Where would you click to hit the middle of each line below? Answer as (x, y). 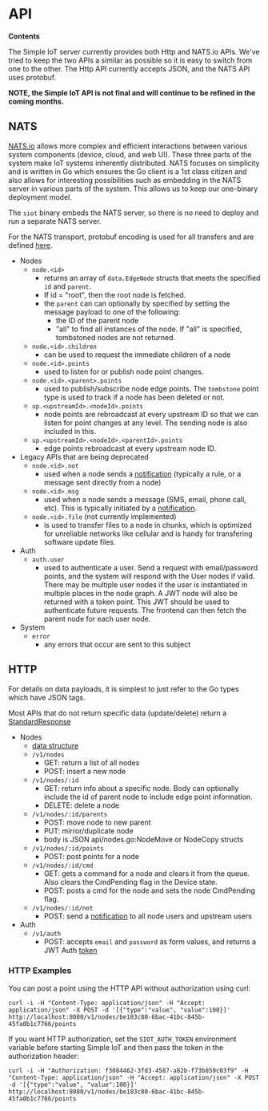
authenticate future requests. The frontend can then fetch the (145, 610)
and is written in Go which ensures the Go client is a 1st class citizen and (128, 171)
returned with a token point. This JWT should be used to (136, 602)
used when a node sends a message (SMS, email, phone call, (145, 499)
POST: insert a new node (85, 771)
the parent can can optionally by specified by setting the (137, 303)
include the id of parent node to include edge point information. (148, 797)
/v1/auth (46, 934)
